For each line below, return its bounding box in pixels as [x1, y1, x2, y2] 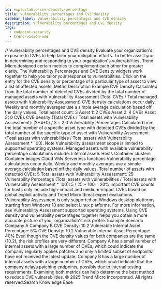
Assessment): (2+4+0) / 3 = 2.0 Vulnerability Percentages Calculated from [5, 119, 154, 125]
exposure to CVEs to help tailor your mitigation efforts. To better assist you [5, 52, 154, 58]
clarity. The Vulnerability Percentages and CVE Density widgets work [5, 68, 143, 74]
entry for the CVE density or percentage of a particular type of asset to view [5, 78, 157, 84]
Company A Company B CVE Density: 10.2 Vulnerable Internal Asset [5, 223, 141, 228]
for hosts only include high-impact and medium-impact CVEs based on [5, 186, 147, 192]
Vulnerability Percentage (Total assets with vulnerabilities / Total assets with [5, 176, 157, 182]
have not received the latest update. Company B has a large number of [5, 253, 146, 259]
